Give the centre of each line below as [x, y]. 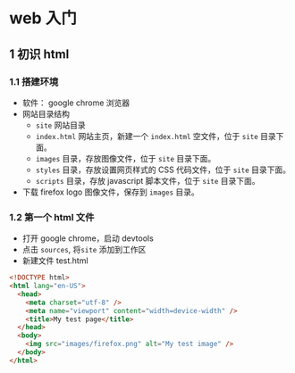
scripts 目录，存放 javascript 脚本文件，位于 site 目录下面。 [148, 180]
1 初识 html [39, 54]
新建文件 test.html [55, 261]
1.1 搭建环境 [34, 81]
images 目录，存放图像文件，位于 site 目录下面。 [126, 158]
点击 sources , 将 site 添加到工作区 [84, 250]
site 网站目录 [61, 125]
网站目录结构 [46, 113]
